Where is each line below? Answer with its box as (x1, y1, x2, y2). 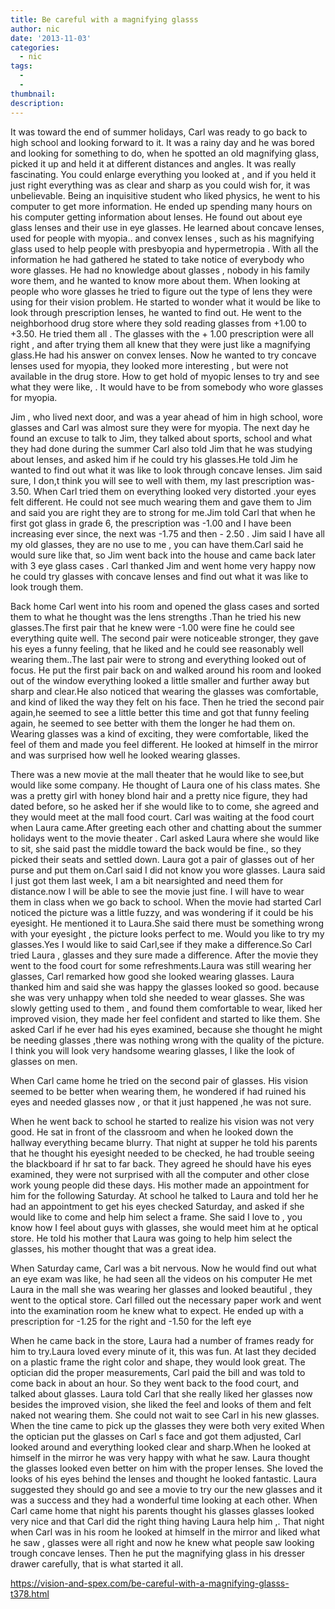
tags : (10, 61, 33, 71)
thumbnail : (10, 89, 56, 99)
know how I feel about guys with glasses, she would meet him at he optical (10, 1221, 319, 1233)
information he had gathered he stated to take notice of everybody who (10, 253, 305, 265)
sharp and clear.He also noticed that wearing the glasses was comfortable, (10, 685, 319, 697)
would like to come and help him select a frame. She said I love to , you (10, 1211, 303, 1223)
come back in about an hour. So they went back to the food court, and (10, 1377, 299, 1389)
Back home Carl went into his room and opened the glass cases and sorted (10, 600, 320, 612)
